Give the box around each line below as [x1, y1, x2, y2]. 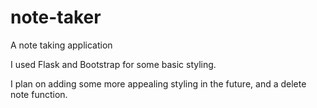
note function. [10, 88, 68, 100]
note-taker [10, 6, 102, 29]
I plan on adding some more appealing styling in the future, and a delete [10, 77, 307, 90]
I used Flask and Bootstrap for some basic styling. [10, 58, 217, 70]
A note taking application [10, 39, 113, 51]
